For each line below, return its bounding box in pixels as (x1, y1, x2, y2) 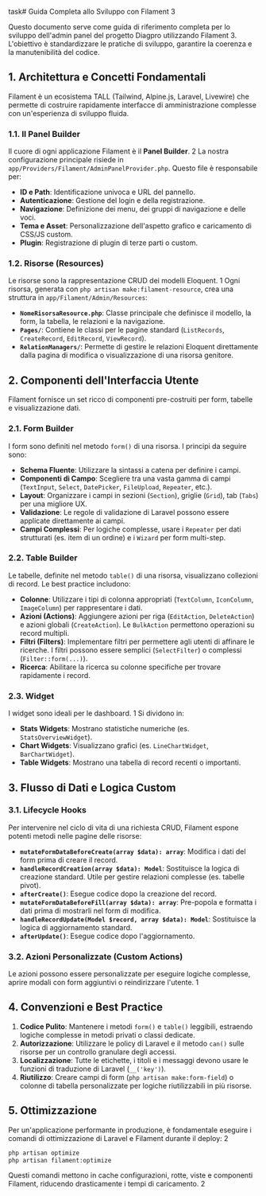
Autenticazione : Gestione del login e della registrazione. (19, 196, 206, 205)
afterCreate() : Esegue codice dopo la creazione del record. (19, 889, 217, 898)
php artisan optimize (8, 1149, 80, 1157)
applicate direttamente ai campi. (19, 516, 125, 525)
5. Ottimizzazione (8, 1104, 98, 1117)
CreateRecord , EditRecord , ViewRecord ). (19, 333, 147, 343)
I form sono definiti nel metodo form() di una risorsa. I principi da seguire (8, 441, 247, 450)
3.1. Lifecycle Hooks (8, 804, 87, 816)
